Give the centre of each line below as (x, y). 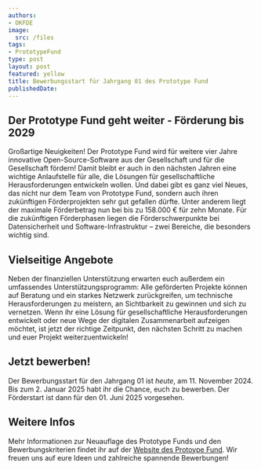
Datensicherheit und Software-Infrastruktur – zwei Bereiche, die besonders (129, 227)
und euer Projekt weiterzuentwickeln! (68, 337)
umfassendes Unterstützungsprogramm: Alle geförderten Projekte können (128, 287)
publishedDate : (33, 88)
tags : (17, 45)
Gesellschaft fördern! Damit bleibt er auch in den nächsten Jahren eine (122, 168)
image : (19, 30)
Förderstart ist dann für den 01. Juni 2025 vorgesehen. (96, 397)
